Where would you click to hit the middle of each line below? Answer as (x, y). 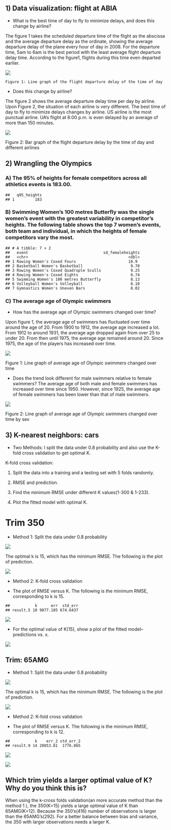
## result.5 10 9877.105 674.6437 (42, 610)
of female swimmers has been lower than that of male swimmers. (81, 394)
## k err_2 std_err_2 (43, 741)
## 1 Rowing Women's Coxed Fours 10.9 (72, 262)
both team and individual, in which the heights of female (76, 231)
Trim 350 (25, 523)
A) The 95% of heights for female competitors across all (76, 178)
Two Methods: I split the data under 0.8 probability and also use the (83, 447)
